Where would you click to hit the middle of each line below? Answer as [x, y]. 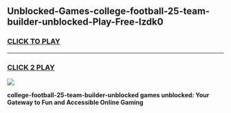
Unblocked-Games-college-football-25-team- [109, 11]
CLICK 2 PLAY [31, 67]
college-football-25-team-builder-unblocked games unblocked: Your [108, 95]
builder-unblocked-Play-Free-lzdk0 [85, 22]
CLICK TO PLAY [34, 42]
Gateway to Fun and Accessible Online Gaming [75, 102]
